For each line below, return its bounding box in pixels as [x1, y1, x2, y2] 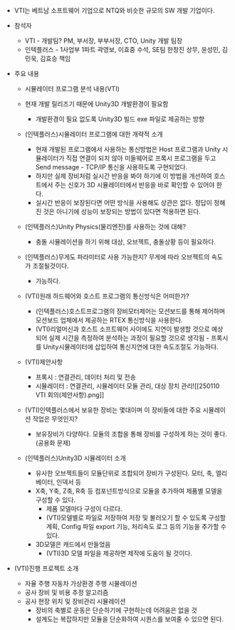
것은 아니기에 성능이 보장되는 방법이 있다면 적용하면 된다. [43, 207, 201, 216]
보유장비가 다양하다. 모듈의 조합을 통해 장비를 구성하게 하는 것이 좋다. [35, 430, 228, 438]
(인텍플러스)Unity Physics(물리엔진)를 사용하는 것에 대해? [24, 223, 187, 231]
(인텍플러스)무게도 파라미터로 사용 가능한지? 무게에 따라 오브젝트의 [24, 253, 210, 261]
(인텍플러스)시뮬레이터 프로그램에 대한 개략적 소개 [24, 130, 163, 138]
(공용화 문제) [35, 439, 71, 447]
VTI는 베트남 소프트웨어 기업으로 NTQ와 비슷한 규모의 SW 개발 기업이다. [14, 6, 215, 14]
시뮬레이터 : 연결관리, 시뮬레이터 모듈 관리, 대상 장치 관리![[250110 [35, 382, 220, 390]
